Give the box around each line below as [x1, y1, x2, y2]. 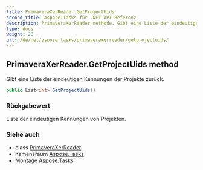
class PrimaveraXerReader [14, 144, 82, 151]
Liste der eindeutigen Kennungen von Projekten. [6, 115, 126, 122]
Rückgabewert [6, 101, 50, 110]
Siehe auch [6, 130, 40, 139]
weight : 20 [6, 31, 34, 38]
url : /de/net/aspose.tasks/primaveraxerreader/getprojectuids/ [6, 37, 169, 43]
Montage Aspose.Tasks [14, 157, 74, 164]
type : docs [6, 25, 34, 32]
